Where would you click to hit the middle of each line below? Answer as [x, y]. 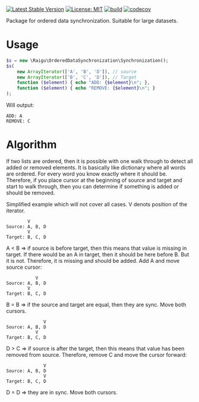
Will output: [20, 105]
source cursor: [24, 267]
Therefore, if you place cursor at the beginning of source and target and [94, 180]
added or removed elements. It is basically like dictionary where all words [96, 167]
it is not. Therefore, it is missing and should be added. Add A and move [93, 261]
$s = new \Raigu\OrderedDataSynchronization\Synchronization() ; [87, 60]
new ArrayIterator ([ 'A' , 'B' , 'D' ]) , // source [77, 71]
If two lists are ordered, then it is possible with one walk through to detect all [99, 161]
